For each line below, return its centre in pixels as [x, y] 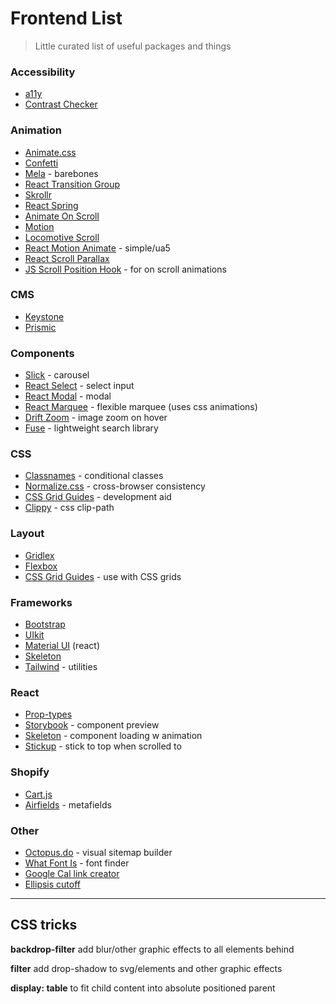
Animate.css [50, 152]
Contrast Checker [61, 104]
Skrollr [38, 194]
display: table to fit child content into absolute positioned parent [143, 988]
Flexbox [41, 566]
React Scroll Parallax [67, 258]
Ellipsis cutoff [52, 884]
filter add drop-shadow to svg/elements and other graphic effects [146, 968]
